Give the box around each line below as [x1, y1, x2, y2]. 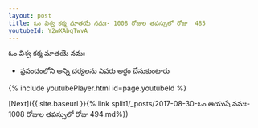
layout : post [8, 11, 52, 20]
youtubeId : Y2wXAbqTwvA [8, 26, 88, 34]
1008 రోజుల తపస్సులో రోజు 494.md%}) [8, 110, 129, 119]
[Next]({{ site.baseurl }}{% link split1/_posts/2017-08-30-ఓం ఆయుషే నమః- [8, 99, 251, 109]
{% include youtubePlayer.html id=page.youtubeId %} [8, 83, 187, 93]
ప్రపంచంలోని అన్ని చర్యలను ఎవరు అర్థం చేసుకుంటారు [19, 66, 170, 76]
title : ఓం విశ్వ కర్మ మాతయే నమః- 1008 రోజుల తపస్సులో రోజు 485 [8, 19, 207, 27]
